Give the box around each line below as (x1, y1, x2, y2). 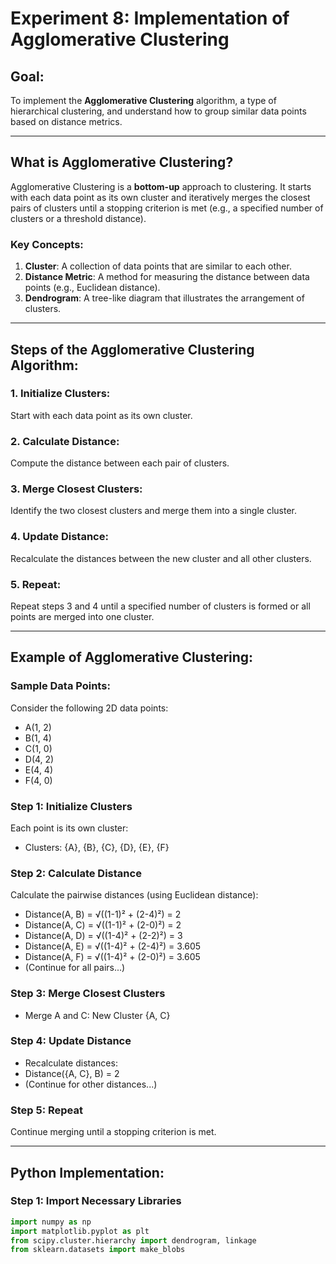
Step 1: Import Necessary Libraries (10, 1194, 182, 1208)
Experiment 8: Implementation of (10, 7, 290, 30)
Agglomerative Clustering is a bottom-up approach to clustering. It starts (10, 180, 312, 192)
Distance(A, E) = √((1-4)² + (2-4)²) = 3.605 (24, 940, 202, 952)
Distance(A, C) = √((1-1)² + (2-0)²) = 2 (24, 919, 182, 931)
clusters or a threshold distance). (10, 212, 147, 224)
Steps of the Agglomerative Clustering (10, 341, 255, 358)
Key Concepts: (10, 237, 84, 251)
